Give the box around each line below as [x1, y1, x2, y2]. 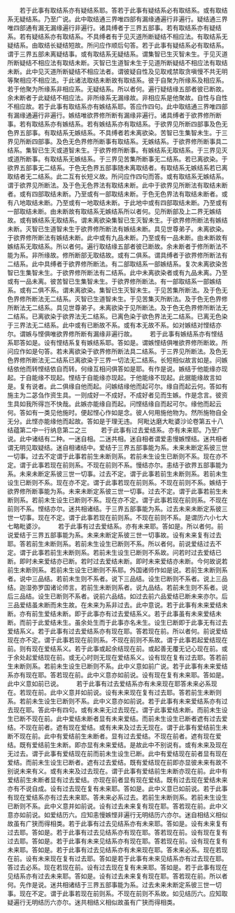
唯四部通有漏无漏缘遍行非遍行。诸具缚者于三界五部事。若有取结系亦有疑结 [7, 24, 222, 31]
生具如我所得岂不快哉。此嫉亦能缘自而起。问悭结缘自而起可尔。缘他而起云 [7, 399, 222, 408]
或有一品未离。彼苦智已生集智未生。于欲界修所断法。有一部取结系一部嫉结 [7, 277, 222, 285]
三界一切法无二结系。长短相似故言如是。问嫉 [99, 356, 228, 364]
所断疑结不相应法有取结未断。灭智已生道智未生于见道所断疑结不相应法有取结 [7, 59, 228, 66]
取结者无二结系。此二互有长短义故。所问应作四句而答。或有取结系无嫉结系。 [7, 172, 228, 181]
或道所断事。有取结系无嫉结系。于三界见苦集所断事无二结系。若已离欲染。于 [7, 155, 228, 163]
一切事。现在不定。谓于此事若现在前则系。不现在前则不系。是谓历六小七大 [13, 514, 228, 521]
